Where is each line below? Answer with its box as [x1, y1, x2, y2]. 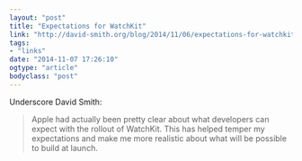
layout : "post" [9, 13, 67, 22]
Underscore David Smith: [9, 96, 102, 107]
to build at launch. [31, 142, 99, 153]
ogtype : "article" [9, 64, 78, 73]
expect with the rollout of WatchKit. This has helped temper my [31, 123, 265, 134]
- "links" [9, 47, 47, 56]
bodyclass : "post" [9, 72, 78, 81]
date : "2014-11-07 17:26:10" [9, 55, 119, 64]
